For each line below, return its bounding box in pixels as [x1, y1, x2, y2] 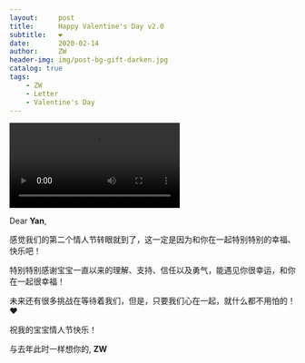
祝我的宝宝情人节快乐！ [9, 324, 97, 336]
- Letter [25, 89, 59, 98]
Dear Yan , [9, 215, 47, 227]
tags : [9, 73, 30, 82]
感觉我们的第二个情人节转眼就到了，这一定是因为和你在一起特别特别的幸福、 [9, 234, 296, 245]
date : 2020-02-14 [9, 38, 100, 48]
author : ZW [9, 47, 67, 56]
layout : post [9, 13, 75, 23]
